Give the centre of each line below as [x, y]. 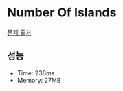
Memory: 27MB [39, 80]
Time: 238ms [36, 73]
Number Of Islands [62, 13]
